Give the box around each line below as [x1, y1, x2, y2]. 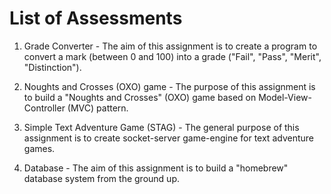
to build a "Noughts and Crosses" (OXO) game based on [23, 91, 257, 103]
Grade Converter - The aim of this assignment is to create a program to [23, 40, 318, 52]
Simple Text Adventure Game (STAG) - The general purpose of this [23, 121, 300, 133]
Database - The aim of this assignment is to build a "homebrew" [23, 162, 289, 174]
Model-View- [258, 91, 312, 103]
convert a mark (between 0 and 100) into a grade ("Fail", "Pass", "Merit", [23, 50, 322, 62]
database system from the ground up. [23, 172, 180, 184]
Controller [23, 102, 66, 114]
